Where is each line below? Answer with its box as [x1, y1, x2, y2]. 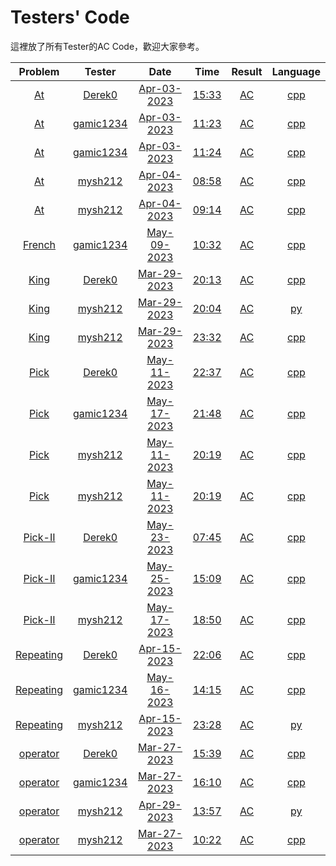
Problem [18, 64, 60, 78]
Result [231, 64, 263, 78]
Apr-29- [138, 797, 182, 811]
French [22, 237, 57, 251]
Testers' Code [10, 6, 130, 29]
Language [271, 64, 321, 78]
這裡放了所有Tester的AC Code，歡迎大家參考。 [10, 40, 205, 52]
